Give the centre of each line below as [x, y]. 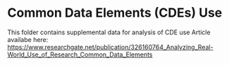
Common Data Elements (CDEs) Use [115, 13]
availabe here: [28, 39]
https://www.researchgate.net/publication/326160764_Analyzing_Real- [110, 47]
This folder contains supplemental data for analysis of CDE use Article [109, 32]
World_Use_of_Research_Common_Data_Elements [80, 55]
